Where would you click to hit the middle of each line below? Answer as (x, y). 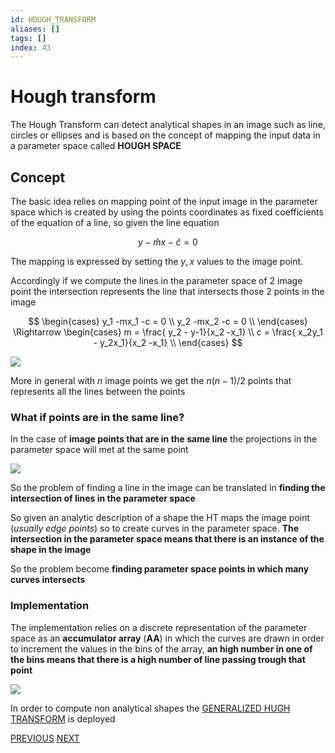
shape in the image (51, 550)
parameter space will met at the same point (99, 450)
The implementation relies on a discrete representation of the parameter (159, 627)
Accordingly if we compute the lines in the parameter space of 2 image (156, 280)
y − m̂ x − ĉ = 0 (168, 242)
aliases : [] (35, 29)
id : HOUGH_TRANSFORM (53, 19)
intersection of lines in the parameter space (103, 498)
